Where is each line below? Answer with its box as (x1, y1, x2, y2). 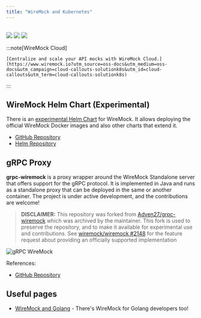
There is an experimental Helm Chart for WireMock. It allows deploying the (6, 116, 191, 123)
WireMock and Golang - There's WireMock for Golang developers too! (14, 305, 189, 312)
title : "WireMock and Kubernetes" (6, 8, 93, 15)
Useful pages (6, 288, 57, 299)
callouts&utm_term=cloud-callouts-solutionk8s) (6, 72, 128, 78)
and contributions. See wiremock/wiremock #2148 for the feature (20, 230, 183, 237)
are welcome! (6, 199, 40, 207)
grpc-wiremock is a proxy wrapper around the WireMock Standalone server (6, 173, 195, 181)
